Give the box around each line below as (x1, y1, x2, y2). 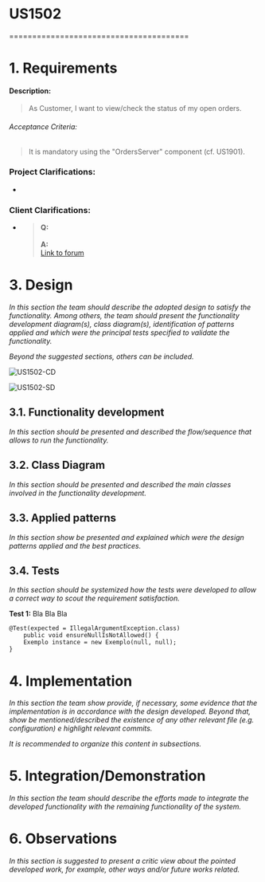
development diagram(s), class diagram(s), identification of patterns (9, 320, 235, 329)
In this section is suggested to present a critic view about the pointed (9, 856, 236, 866)
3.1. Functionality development (9, 406, 165, 419)
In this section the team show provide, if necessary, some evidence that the (9, 699, 258, 708)
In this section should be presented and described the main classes (9, 479, 232, 489)
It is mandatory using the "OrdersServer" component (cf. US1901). (28, 147, 246, 156)
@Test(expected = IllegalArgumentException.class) (9, 624, 181, 632)
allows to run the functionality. (9, 435, 109, 445)
